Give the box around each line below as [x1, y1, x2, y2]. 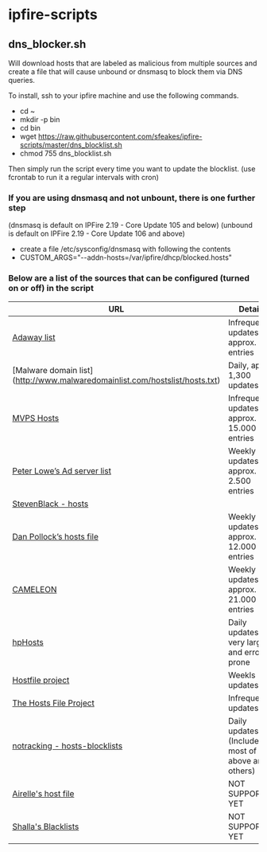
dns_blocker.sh [8, 37, 87, 51]
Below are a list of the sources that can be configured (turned [8, 273, 250, 284]
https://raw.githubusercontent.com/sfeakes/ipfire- [38, 132, 203, 141]
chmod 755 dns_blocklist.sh [19, 149, 112, 158]
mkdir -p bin [19, 115, 60, 124]
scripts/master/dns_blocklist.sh [19, 140, 122, 149]
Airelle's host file [12, 787, 75, 799]
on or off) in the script [8, 283, 94, 294]
